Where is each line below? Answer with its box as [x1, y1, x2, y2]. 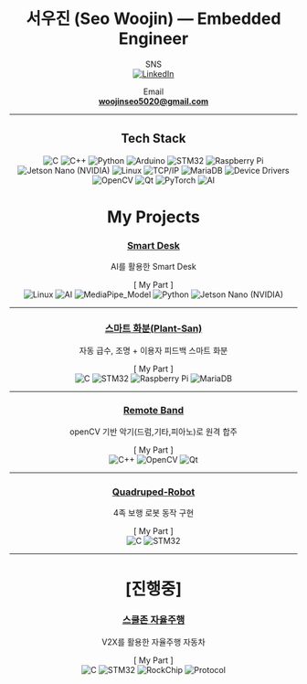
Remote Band [122, 404, 185, 417]
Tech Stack [121, 131, 186, 146]
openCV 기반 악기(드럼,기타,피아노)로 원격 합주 [69, 426, 238, 437]
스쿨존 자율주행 [122, 614, 185, 626]
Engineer [118, 28, 189, 49]
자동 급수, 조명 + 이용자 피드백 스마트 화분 [79, 345, 228, 356]
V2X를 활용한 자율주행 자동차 [101, 636, 206, 647]
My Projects [106, 207, 201, 227]
